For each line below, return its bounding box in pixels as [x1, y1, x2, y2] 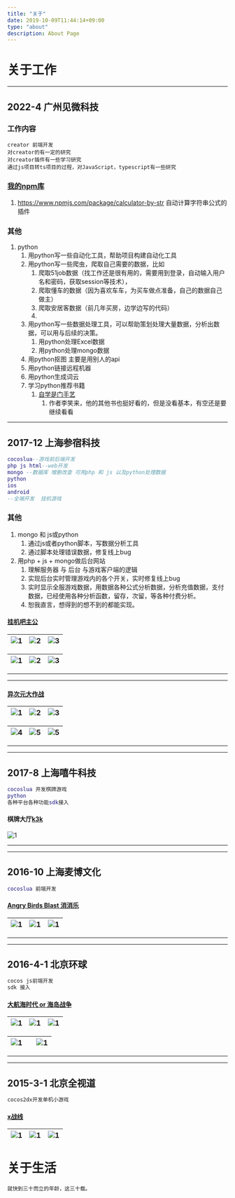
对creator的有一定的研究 [7, 149, 71, 156]
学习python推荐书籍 [27, 382, 85, 390]
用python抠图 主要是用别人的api [27, 355, 120, 363]
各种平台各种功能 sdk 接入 [7, 799, 69, 806]
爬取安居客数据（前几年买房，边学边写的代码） [38, 304, 173, 312]
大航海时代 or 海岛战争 [7, 1000, 72, 1009]
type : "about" [7, 23, 49, 30]
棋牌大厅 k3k [7, 815, 43, 823]
